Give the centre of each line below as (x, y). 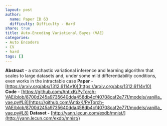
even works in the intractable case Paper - (49, 81)
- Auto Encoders (22, 42)
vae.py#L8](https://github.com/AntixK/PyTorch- (55, 102)
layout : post (19, 10)
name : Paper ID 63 (29, 19)
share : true (18, 28)
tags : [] (14, 56)
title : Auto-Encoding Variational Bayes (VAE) (55, 33)
